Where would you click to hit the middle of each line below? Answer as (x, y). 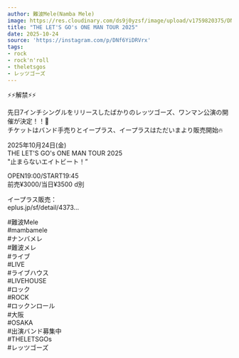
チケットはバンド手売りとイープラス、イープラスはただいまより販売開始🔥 (115, 130)
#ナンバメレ (25, 238)
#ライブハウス (28, 273)
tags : (15, 47)
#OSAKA (20, 322)
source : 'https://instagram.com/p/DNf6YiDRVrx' (79, 41)
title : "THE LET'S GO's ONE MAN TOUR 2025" (73, 27)
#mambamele (27, 230)
